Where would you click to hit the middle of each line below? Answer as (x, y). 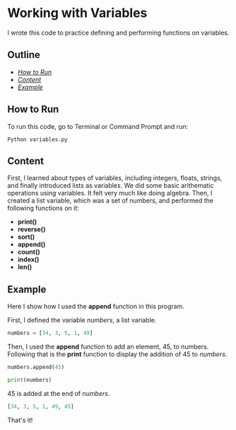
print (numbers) (30, 380)
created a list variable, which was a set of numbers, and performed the (111, 200)
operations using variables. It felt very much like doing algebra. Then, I (110, 193)
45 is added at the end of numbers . (59, 393)
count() (29, 252)
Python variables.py (38, 140)
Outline (24, 55)
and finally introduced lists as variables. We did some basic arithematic (111, 186)
